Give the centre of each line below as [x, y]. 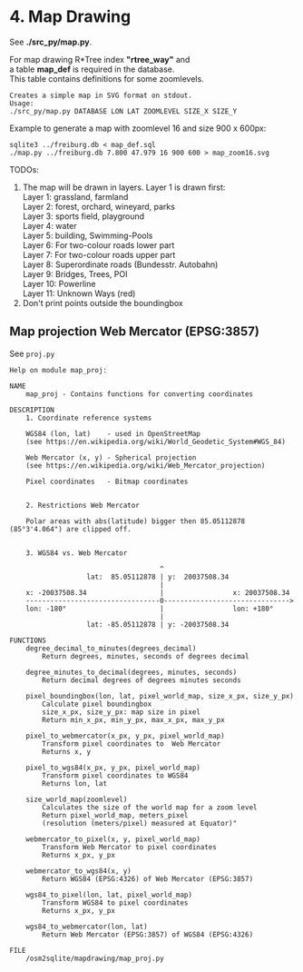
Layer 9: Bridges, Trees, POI [75, 273]
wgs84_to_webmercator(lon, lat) [87, 927]
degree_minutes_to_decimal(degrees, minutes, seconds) [132, 672]
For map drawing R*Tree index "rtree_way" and [100, 59]
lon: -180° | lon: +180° [150, 609]
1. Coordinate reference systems [89, 418]
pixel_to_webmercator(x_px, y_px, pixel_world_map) [125, 736]
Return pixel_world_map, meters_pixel [115, 815]
